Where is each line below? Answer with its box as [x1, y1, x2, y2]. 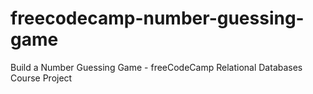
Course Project [10, 72, 73, 84]
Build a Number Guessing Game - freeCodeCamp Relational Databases [10, 61, 303, 73]
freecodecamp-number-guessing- [10, 7, 305, 30]
